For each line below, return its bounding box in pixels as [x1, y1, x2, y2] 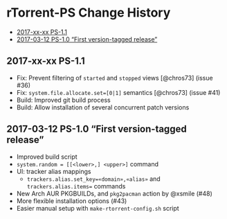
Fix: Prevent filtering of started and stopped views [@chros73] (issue [16, 73, 213, 82]
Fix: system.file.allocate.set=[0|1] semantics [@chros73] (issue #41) [16, 88, 221, 96]
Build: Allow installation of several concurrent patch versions [16, 103, 190, 112]
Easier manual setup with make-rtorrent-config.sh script [16, 204, 179, 212]
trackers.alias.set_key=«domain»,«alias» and [26, 175, 161, 183]
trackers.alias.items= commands [26, 182, 126, 190]
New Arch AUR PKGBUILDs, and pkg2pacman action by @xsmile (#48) [16, 189, 212, 198]
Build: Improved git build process [16, 96, 111, 104]
